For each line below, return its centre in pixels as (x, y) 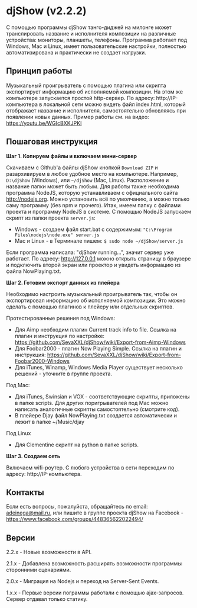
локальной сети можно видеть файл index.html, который (114, 104)
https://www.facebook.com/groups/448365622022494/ (75, 519)
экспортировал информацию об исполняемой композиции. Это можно (96, 300)
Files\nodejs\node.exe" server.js (57, 235)
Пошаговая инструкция (52, 142)
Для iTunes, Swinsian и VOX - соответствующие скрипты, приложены (102, 396)
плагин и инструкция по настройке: (60, 336)
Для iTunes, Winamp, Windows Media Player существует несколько (98, 367)
